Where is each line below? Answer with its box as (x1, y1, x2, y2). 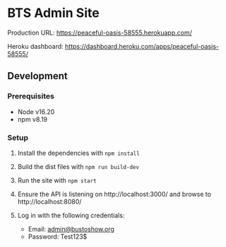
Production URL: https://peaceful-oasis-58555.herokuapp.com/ (7, 28, 192, 37)
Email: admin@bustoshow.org (28, 224, 115, 233)
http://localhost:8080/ (17, 197, 82, 206)
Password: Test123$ (28, 232, 88, 241)
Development (7, 70, 69, 82)
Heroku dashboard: (7, 42, 64, 50)
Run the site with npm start (17, 176, 97, 185)
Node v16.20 (17, 108, 55, 116)
